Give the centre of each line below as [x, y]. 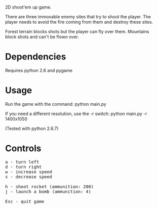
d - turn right [23, 167]
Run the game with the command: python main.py [56, 104]
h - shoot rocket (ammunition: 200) [49, 187]
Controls [23, 148]
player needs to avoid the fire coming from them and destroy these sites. [79, 22]
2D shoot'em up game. [28, 7]
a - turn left [22, 162]
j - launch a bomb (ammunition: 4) [48, 191]
